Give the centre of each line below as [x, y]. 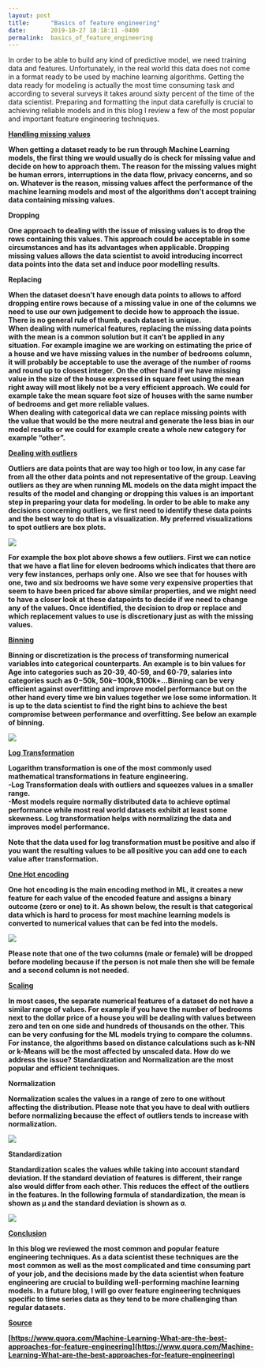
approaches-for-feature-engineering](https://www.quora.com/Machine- [131, 1346]
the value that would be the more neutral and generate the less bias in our [131, 421]
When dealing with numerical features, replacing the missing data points [130, 328]
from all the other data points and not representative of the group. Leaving [132, 477]
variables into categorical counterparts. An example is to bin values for [127, 664]
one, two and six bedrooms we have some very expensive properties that [131, 583]
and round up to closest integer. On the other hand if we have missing [124, 371]
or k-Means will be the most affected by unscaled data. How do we [119, 1051]
